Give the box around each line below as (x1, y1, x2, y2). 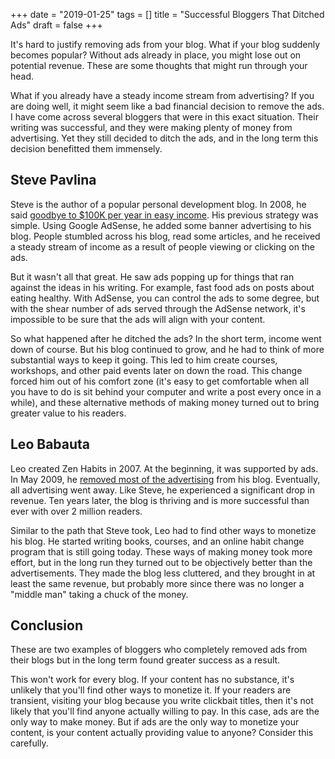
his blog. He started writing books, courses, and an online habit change (10, 535, 305, 547)
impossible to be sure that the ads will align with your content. (10, 313, 266, 325)
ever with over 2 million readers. (10, 505, 143, 517)
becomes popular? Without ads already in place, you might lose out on (10, 49, 302, 61)
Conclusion (10, 617, 84, 634)
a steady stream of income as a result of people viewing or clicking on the (10, 240, 315, 253)
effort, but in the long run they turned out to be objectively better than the (10, 556, 313, 568)
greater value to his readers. (10, 407, 127, 419)
